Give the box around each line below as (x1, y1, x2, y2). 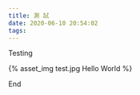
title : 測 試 (8, 11, 50, 20)
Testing (8, 49, 34, 58)
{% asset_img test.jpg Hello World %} (8, 64, 133, 73)
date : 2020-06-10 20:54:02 (8, 19, 98, 27)
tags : (8, 26, 26, 34)
